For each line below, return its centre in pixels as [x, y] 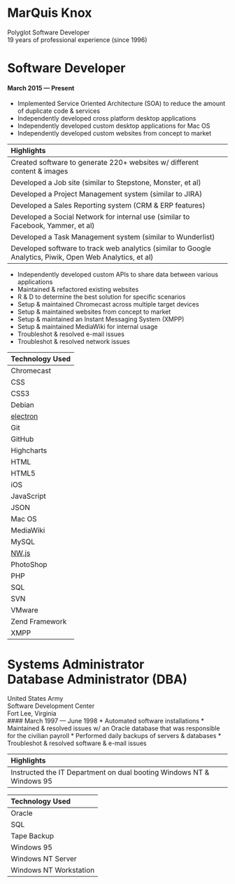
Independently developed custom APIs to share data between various [118, 274]
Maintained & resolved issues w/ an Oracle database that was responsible [114, 728]
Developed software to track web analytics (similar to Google [111, 248]
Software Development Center [51, 706]
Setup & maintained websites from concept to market [94, 312]
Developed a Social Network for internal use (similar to [100, 217]
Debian [22, 405]
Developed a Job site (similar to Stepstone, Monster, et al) [106, 182]
